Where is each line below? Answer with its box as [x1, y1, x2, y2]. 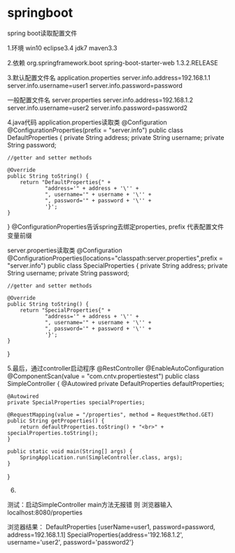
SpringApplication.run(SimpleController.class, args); [20, 454, 183, 461]
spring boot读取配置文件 [7, 29, 78, 37]
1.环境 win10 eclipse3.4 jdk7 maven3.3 [7, 43, 117, 52]
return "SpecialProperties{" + [20, 306, 111, 314]
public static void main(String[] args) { [7, 447, 133, 455]
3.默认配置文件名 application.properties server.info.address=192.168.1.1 [7, 73, 211, 82]
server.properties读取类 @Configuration [7, 246, 122, 254]
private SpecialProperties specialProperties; [7, 398, 145, 406]
